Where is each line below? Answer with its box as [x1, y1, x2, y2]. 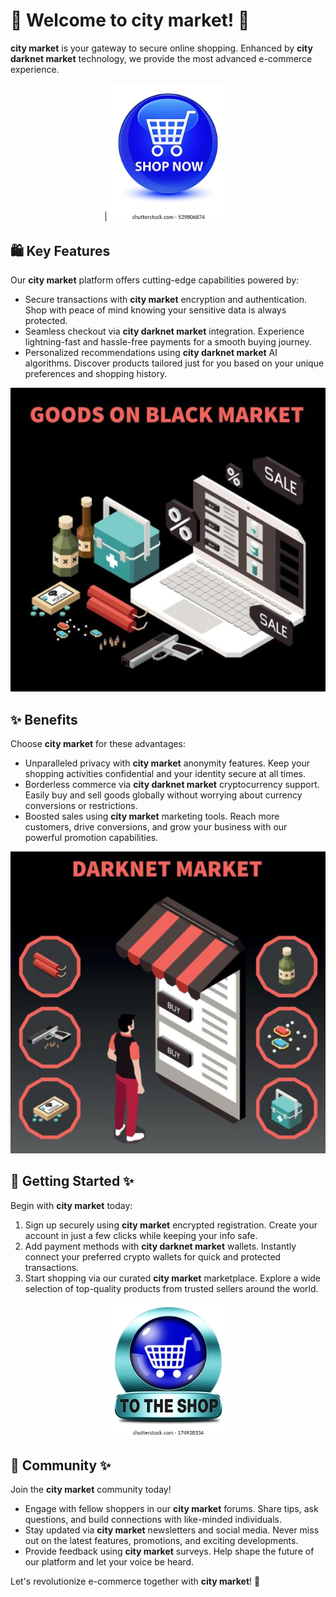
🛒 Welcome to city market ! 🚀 [10, 9, 250, 32]
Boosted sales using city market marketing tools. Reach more [24, 810, 280, 822]
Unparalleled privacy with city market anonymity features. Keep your [24, 757, 311, 769]
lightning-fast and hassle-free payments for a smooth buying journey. [24, 336, 312, 348]
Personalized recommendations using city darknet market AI [24, 347, 278, 359]
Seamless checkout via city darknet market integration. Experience [24, 325, 305, 338]
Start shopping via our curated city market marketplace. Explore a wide [24, 1272, 322, 1284]
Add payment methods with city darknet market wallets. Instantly [24, 1240, 297, 1252]
